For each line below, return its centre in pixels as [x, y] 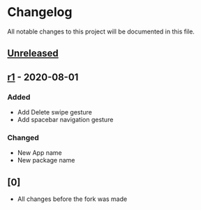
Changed [23, 137]
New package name [46, 160]
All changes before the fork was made [72, 199]
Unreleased [33, 53]
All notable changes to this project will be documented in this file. [101, 31]
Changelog [40, 12]
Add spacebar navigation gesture [65, 120]
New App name [39, 153]
